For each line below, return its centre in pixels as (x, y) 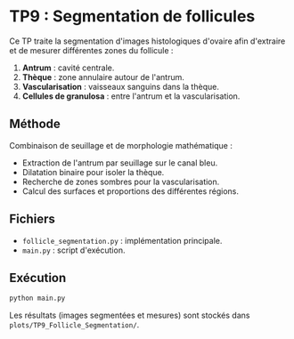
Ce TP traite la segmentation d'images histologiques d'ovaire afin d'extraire (147, 41)
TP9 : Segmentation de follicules (132, 16)
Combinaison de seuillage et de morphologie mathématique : (121, 145)
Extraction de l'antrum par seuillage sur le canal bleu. (120, 163)
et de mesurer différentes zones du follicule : (91, 50)
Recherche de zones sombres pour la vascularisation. (121, 182)
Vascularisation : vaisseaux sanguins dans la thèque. (121, 86)
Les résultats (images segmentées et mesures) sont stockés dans (130, 315)
